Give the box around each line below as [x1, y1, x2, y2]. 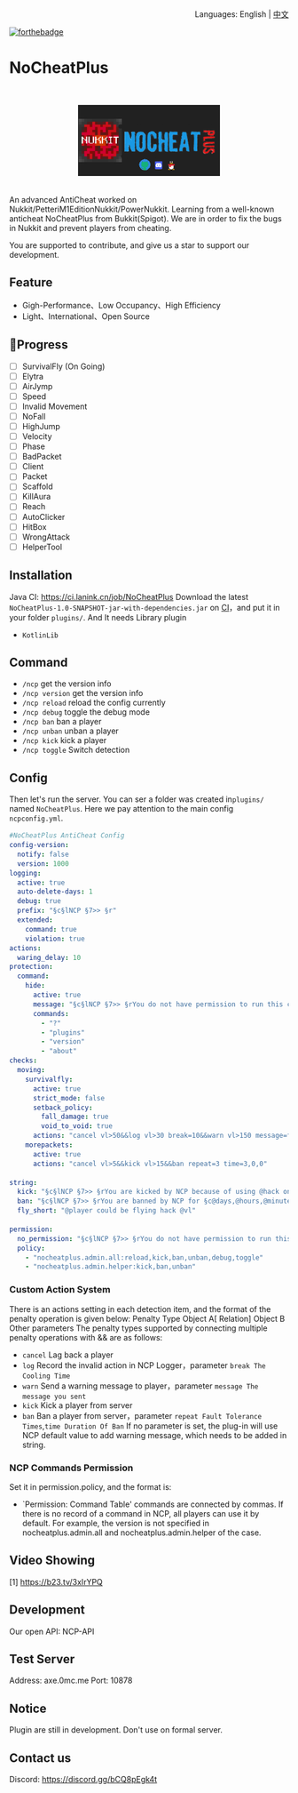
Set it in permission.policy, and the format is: [9, 1481, 172, 1492]
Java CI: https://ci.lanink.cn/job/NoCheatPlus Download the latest [9, 591, 248, 602]
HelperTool [21, 541, 63, 552]
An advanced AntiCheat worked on [9, 194, 137, 204]
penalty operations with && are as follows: [9, 1332, 163, 1342]
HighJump [21, 420, 60, 431]
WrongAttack [21, 532, 71, 542]
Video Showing [9, 1553, 96, 1568]
